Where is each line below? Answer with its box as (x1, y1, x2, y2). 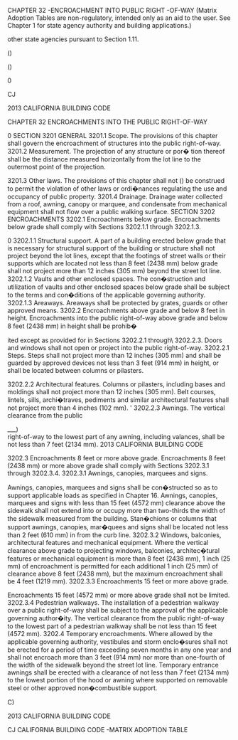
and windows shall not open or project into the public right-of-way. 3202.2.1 (7, 344, 229, 351)
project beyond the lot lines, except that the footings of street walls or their (7, 252, 226, 260)
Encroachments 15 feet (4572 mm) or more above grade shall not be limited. (7, 591, 230, 599)
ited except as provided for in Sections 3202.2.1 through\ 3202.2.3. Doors (7, 336, 222, 344)
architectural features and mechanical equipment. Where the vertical (7, 539, 209, 546)
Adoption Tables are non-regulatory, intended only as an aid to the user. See (7, 14, 231, 22)
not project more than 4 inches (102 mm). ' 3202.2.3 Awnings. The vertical (7, 403, 225, 412)
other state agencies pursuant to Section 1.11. (7, 35, 139, 43)
